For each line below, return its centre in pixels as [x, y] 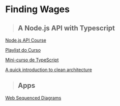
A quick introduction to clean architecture [49, 70]
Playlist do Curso [23, 50]
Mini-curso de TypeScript [32, 60]
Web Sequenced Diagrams [33, 98]
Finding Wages [38, 9]
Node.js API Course [26, 40]
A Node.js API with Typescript [66, 28]
